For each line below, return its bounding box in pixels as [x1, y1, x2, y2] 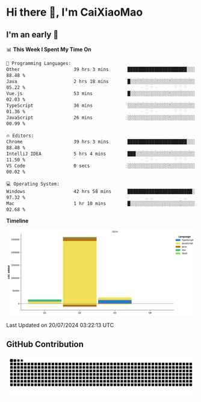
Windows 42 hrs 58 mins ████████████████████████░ [6, 189, 196, 195]
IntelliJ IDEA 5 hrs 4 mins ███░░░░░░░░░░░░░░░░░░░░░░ [6, 151, 196, 157]
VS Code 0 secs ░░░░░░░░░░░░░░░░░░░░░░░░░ [6, 163, 196, 169]
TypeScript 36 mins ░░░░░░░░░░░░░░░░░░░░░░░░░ [6, 102, 196, 108]
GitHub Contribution [6, 339, 84, 349]
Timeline [6, 217, 29, 224]
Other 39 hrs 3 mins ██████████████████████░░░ [6, 66, 196, 72]
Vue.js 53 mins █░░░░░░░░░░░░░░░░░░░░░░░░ [6, 90, 196, 96]
